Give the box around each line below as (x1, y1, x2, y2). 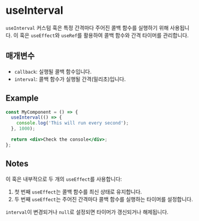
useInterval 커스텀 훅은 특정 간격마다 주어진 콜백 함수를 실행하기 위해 (5, 24, 169, 31)
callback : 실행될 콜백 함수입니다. (14, 68, 92, 75)
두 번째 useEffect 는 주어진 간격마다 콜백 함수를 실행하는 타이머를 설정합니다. (14, 195, 194, 202)
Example (5, 93, 39, 104)
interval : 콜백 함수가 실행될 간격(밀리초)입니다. (14, 75, 126, 83)
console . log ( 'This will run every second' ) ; (16, 120, 129, 126)
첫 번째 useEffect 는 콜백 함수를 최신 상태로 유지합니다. (14, 188, 142, 195)
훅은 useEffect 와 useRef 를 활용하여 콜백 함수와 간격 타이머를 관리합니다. (19, 31, 189, 39)
